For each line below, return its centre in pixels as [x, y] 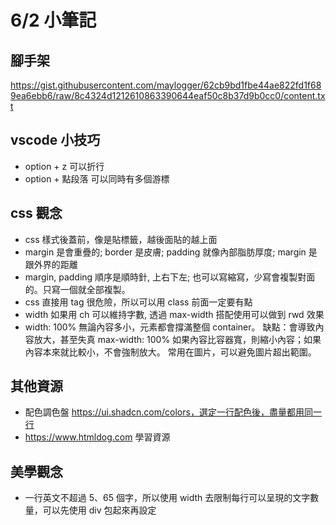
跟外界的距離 [51, 264]
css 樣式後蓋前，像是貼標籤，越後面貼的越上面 [121, 239]
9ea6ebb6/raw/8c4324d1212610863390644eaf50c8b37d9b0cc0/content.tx [168, 95]
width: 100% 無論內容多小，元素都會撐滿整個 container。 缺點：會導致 [170, 327]
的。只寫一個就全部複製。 [77, 289]
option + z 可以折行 [64, 166]
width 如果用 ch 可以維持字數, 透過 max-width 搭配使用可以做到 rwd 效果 [174, 314]
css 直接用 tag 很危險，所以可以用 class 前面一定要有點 [138, 302]
